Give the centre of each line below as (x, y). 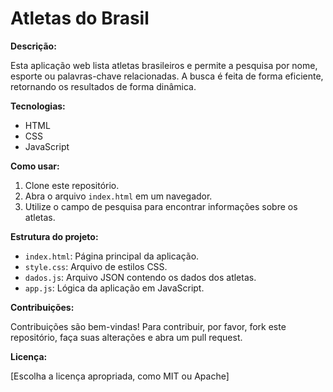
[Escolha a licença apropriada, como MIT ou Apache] (120, 376)
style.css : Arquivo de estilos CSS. (96, 266)
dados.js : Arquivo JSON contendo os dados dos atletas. (140, 277)
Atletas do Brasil (80, 18)
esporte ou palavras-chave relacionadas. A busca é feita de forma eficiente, (167, 76)
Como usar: (35, 166)
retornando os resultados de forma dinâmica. (103, 86)
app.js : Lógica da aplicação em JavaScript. (114, 288)
